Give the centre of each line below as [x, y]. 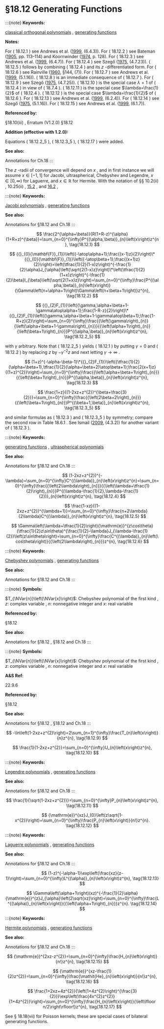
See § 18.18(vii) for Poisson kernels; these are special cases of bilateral [76, 1016]
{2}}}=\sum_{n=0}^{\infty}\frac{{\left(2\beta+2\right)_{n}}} [82, 397]
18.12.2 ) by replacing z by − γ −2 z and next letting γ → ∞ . [62, 351]
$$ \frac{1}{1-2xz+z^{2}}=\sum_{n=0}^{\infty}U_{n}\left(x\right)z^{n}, [82, 747]
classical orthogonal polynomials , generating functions [61, 32]
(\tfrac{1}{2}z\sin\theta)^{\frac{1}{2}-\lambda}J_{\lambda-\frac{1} [82, 531]
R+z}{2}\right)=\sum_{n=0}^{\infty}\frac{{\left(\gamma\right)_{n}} [82, 321]
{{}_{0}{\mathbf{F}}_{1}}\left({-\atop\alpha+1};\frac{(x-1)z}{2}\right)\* [86, 254]
